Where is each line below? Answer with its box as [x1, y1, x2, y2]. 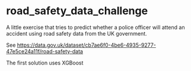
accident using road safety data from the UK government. [6, 30, 147, 37]
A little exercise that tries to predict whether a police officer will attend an [6, 24, 185, 31]
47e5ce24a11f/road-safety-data [6, 47, 83, 54]
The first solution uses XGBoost [6, 59, 84, 66]
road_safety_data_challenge [6, 4, 148, 18]
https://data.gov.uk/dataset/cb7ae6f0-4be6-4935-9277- [17, 41, 156, 49]
